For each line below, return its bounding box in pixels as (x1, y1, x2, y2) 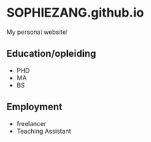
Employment (6, 101, 63, 113)
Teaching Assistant (16, 127, 71, 135)
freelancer (16, 119, 46, 127)
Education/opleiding (6, 48, 96, 60)
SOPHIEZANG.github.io (6, 5, 145, 21)
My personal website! (6, 28, 69, 36)
